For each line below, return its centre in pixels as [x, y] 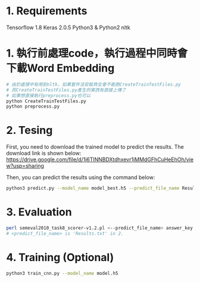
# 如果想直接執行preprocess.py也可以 [49, 95]
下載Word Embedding [60, 68]
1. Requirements [47, 11]
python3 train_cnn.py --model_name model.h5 [62, 273]
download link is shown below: [44, 153]
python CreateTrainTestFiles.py [46, 101]
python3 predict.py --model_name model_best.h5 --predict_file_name [93, 189]
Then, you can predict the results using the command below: [81, 177]
